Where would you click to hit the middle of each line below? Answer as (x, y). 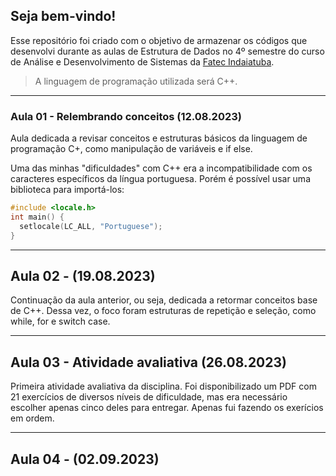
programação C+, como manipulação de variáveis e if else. (131, 149)
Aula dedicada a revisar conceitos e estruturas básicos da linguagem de (159, 138)
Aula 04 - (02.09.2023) (85, 459)
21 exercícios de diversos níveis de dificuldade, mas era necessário (149, 397)
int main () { (37, 217)
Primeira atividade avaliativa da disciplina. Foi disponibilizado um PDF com (163, 386)
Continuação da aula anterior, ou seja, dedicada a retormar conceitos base (164, 300)
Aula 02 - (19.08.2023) (83, 276)
